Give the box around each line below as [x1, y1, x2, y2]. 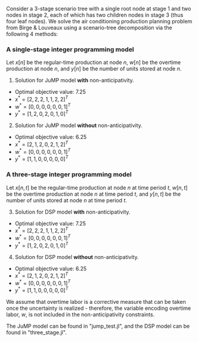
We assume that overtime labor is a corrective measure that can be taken [6, 298, 186, 306]
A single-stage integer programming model [6, 45, 134, 53]
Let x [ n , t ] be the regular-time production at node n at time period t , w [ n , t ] [6, 184, 188, 191]
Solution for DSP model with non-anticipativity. [14, 208, 131, 215]
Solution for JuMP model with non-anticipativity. [14, 77, 134, 84]
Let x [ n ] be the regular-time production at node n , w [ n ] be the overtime [6, 59, 181, 66]
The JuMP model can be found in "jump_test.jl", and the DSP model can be [6, 322, 190, 330]
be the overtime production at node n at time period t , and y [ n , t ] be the [6, 190, 181, 198]
